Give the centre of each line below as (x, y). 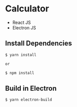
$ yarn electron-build (29, 100)
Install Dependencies (38, 44)
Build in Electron (31, 88)
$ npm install (20, 73)
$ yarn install (21, 55)
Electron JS (24, 27)
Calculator (27, 9)
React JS (22, 22)
